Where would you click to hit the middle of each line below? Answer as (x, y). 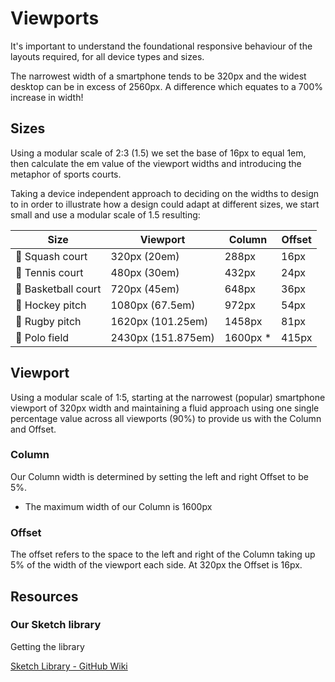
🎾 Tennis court (49, 272)
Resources (44, 596)
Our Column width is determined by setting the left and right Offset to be (159, 476)
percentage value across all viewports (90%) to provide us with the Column (166, 418)
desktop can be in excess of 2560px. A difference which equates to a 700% (166, 86)
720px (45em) (145, 289)
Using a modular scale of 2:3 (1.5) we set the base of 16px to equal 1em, (158, 153)
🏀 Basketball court (58, 289)
